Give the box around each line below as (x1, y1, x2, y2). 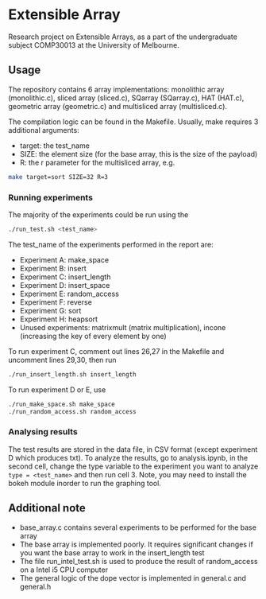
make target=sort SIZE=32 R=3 (8, 173, 109, 181)
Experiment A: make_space (19, 255, 110, 264)
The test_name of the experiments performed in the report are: (8, 239, 214, 249)
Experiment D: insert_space (19, 280, 110, 290)
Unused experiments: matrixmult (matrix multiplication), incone (19, 322, 226, 332)
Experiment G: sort (19, 305, 82, 315)
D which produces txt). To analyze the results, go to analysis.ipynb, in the (8, 453, 249, 462)
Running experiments (8, 192, 94, 203)
